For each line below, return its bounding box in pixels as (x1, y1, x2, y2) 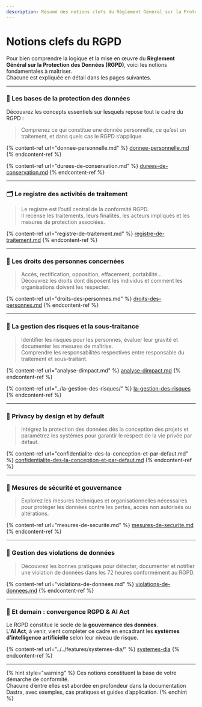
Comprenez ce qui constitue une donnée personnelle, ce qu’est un (20, 126, 186, 133)
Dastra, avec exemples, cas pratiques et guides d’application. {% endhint (6, 688, 188, 696)
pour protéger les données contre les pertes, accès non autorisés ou (20, 504, 191, 511)
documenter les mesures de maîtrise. (20, 342, 114, 350)
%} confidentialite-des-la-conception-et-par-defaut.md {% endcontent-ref (6, 457, 192, 464)
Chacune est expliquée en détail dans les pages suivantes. (6, 73, 151, 81)
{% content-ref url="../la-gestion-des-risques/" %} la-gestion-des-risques (6, 384, 191, 392)
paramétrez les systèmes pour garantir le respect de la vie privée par (20, 432, 192, 439)
